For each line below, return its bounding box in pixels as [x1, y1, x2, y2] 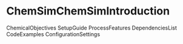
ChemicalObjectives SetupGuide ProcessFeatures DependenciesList [6, 24, 178, 31]
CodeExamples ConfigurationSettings [6, 30, 101, 37]
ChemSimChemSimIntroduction [6, 4, 170, 18]
